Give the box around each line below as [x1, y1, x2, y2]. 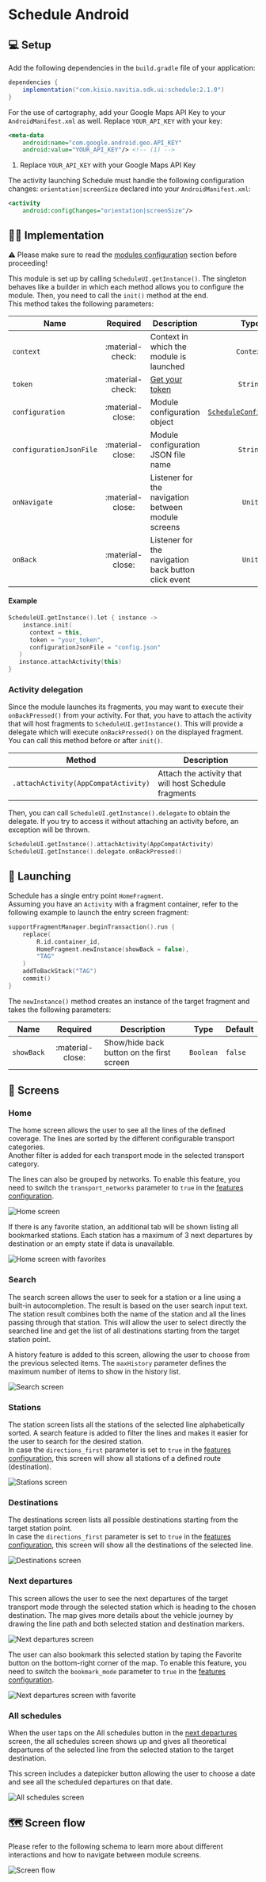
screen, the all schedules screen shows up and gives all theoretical [8, 1736, 227, 1746]
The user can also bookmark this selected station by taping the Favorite [8, 1650, 242, 1659]
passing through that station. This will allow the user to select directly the [8, 1317, 247, 1327]
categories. [8, 1142, 45, 1152]
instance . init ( [22, 621, 73, 629]
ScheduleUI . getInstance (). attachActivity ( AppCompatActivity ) [8, 841, 215, 849]
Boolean [188, 1048, 218, 1056]
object [150, 416, 174, 427]
